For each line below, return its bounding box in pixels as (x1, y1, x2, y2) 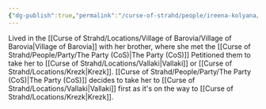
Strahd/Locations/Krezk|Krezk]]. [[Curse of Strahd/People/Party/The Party (8, 66, 252, 76)
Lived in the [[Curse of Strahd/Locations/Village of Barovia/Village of (8, 33, 232, 43)
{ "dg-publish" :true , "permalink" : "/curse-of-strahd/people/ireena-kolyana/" (8, 11, 264, 20)
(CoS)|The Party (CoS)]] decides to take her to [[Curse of (8, 75, 196, 85)
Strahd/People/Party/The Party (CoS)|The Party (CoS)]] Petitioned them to (8, 50, 251, 59)
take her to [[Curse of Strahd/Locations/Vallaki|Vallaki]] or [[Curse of (8, 58, 232, 68)
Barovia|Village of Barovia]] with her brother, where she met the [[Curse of (8, 41, 251, 51)
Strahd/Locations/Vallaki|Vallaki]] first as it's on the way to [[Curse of (8, 84, 234, 93)
